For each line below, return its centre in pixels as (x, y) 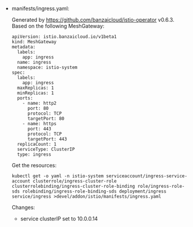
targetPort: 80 (46, 119)
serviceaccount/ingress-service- (147, 176)
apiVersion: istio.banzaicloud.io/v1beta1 (64, 37)
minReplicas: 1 (36, 93)
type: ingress (34, 154)
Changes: (23, 207)
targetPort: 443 (47, 139)
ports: (25, 98)
